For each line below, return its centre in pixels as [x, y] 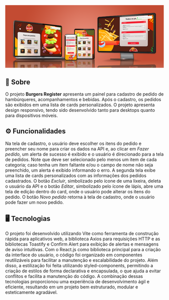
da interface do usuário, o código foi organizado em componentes [74, 255]
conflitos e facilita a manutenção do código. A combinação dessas [74, 276]
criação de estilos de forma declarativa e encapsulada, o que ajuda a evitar [83, 271]
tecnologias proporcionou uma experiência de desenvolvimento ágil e [77, 281]
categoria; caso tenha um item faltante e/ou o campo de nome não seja [79, 165]
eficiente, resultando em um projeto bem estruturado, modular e [72, 287]
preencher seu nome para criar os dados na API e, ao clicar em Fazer [77, 148]
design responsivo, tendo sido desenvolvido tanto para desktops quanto [80, 110]
